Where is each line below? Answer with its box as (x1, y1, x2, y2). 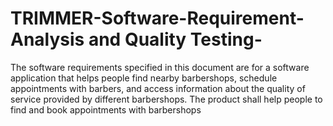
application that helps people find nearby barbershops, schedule (10, 72, 278, 84)
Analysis (10, 28, 85, 51)
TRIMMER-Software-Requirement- (10, 7, 305, 30)
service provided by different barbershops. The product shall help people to (10, 93, 323, 105)
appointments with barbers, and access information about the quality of (10, 82, 306, 94)
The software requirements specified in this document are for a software (10, 61, 310, 73)
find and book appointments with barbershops (10, 103, 202, 116)
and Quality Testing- (88, 28, 263, 51)
